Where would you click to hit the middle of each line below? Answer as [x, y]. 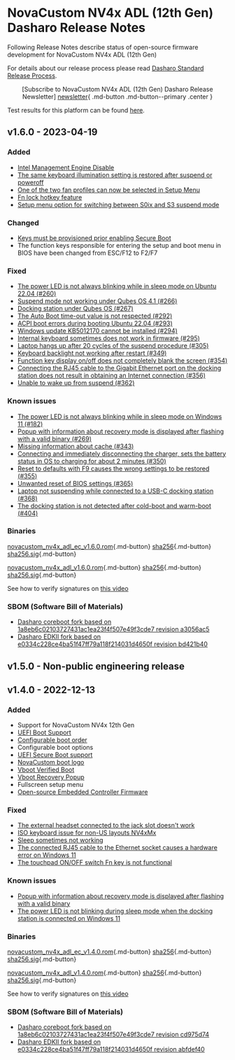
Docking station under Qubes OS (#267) [76, 309]
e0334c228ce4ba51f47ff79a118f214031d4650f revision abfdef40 [111, 1049]
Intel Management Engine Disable [66, 167]
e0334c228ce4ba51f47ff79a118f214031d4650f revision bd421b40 [113, 644]
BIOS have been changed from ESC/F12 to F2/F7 [87, 253]
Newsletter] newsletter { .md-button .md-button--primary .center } [117, 97]
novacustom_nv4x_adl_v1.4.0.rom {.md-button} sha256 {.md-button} [105, 973]
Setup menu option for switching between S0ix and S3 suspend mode [118, 204]
